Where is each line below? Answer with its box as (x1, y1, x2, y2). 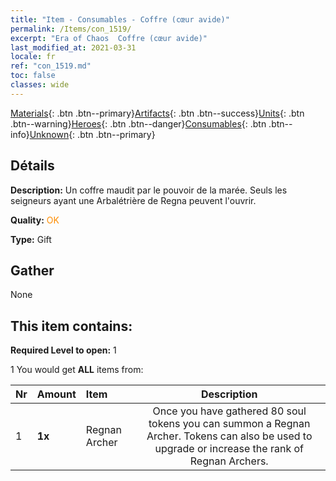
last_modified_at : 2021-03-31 (10, 42, 137, 53)
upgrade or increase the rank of (154, 442, 304, 456)
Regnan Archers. (189, 454, 269, 468)
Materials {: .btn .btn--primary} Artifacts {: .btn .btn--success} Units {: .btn (10, 107, 305, 119)
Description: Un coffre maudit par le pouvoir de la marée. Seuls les (10, 184, 288, 196)
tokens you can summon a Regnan (148, 417, 311, 431)
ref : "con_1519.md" (10, 61, 92, 71)
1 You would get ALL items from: (10, 364, 144, 376)
